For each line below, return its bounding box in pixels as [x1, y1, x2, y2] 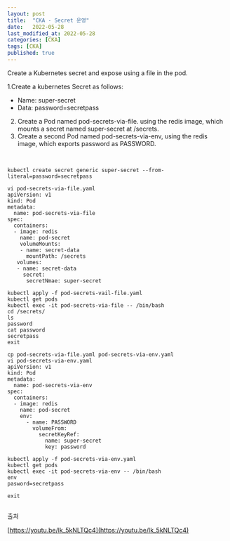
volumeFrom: [32, 424, 68, 432]
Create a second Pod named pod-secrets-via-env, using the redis [17, 131, 208, 141]
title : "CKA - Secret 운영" [7, 17, 90, 24]
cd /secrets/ [7, 308, 46, 315]
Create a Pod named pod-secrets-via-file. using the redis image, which [17, 117, 223, 125]
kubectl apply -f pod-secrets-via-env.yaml [7, 455, 137, 462]
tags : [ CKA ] [7, 43, 42, 50]
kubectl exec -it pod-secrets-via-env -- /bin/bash [7, 468, 161, 475]
